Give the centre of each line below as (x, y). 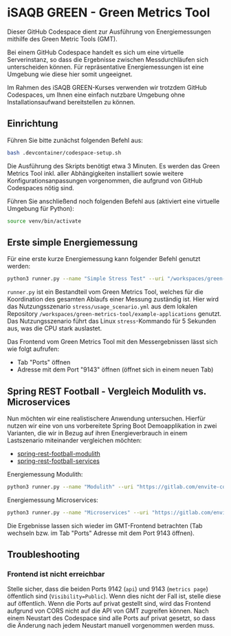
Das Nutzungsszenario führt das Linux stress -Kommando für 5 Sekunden (112, 321)
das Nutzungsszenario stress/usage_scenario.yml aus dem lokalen (102, 306)
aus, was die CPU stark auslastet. (55, 328)
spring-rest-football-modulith (59, 454)
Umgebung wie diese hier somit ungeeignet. (70, 74)
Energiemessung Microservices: (53, 500)
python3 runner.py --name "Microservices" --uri (78, 512)
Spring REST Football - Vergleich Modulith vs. (107, 391)
